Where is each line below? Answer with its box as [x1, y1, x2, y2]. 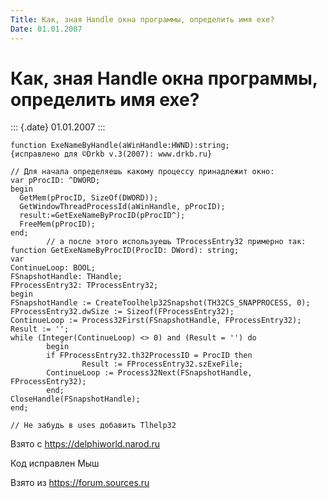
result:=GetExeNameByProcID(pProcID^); [19, 211, 186, 221]
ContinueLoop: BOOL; [10, 263, 97, 273]
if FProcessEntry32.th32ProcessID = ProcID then [46, 351, 253, 361]
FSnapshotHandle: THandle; [10, 272, 123, 282]
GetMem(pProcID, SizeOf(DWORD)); [19, 193, 159, 203]
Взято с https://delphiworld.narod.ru [10, 438, 161, 450]
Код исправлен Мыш [10, 457, 100, 470]
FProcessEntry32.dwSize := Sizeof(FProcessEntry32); [10, 307, 235, 317]
